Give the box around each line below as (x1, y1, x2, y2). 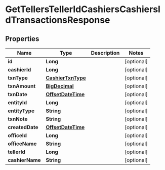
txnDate (8, 91, 28, 98)
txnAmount (8, 82, 36, 90)
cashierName (8, 157, 42, 163)
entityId (8, 99, 27, 106)
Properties (5, 34, 39, 43)
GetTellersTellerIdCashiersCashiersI (5, 4, 161, 15)
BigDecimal (46, 82, 74, 90)
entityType (8, 107, 34, 114)
